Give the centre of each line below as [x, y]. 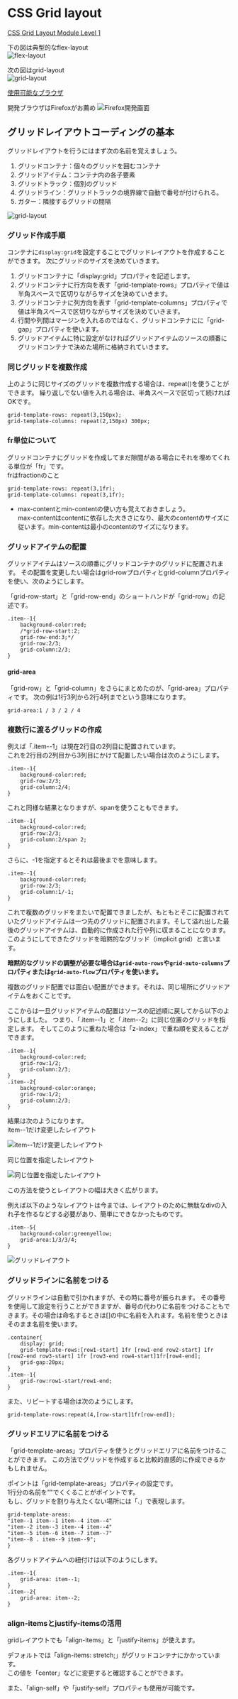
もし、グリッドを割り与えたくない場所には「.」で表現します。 [98, 1501]
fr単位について [32, 440]
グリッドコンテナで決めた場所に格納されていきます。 [95, 347]
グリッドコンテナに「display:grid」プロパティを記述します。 [106, 276]
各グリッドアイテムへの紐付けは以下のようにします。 [84, 1560]
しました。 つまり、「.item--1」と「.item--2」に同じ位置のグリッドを [119, 1020]
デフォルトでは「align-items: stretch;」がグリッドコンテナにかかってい [111, 1655]
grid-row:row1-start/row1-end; [66, 1381]
